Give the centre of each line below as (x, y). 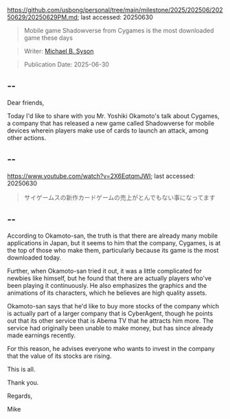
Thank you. (23, 383)
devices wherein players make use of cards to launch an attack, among (108, 131)
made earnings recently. (42, 335)
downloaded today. (34, 258)
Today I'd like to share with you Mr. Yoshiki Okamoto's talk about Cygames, (113, 115)
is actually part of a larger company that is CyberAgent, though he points (110, 314)
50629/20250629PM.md (42, 17)
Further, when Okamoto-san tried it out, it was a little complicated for (105, 271)
